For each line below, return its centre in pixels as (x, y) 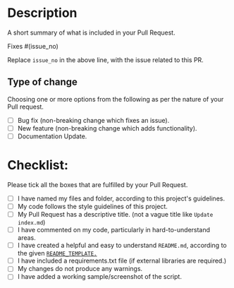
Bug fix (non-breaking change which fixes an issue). (93, 120)
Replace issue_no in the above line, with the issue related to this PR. (106, 60)
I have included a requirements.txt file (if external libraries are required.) (122, 261)
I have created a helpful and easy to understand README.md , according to (122, 246)
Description (42, 13)
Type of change (42, 82)
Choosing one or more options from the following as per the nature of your (116, 99)
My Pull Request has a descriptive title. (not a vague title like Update (115, 214)
